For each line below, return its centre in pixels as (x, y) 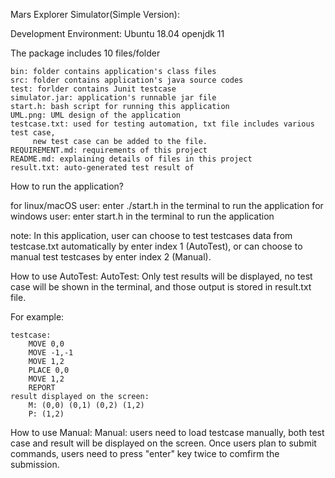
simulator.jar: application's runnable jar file (113, 98)
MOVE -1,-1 (51, 353)
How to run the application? (67, 186)
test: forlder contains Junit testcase (93, 89)
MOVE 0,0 (46, 344)
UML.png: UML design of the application (96, 115)
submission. (35, 464)
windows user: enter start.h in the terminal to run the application (142, 216)
